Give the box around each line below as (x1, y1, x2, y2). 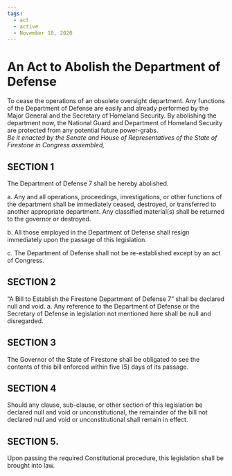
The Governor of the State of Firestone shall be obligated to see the (7, 355, 200, 363)
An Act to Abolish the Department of (7, 59, 221, 75)
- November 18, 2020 (13, 29, 73, 37)
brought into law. (7, 461, 55, 470)
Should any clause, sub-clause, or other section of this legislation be (7, 401, 203, 409)
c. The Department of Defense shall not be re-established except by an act (7, 249, 221, 257)
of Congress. (7, 257, 45, 264)
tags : (7, 10, 23, 17)
